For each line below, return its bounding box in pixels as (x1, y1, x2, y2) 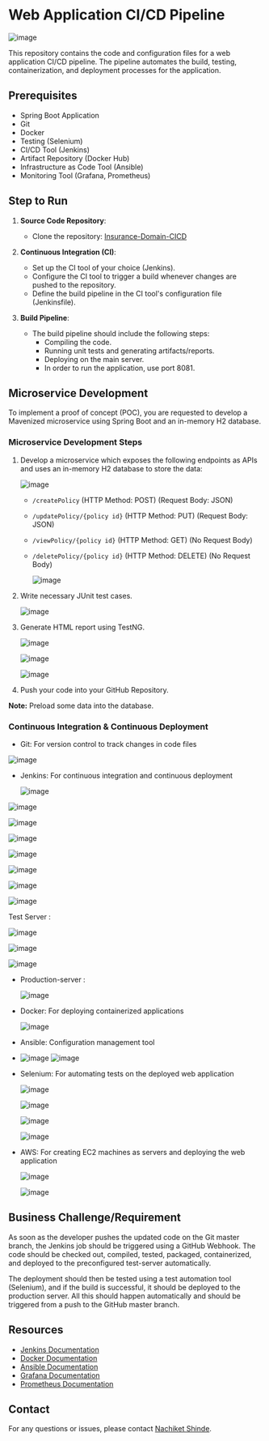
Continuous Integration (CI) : (19, 247, 117, 257)
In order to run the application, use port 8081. (44, 363, 195, 373)
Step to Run (8, 194, 69, 208)
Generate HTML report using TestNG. (19, 622, 145, 632)
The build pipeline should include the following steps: (32, 328, 210, 338)
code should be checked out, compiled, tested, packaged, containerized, (8, 1249, 252, 1259)
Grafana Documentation (19, 1371, 100, 1380)
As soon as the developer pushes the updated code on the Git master (8, 1232, 240, 1242)
